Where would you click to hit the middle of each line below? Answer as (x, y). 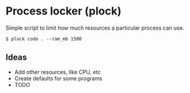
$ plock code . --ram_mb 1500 (44, 39)
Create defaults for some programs (58, 78)
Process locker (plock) (64, 11)
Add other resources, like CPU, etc (57, 72)
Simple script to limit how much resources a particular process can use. (95, 28)
